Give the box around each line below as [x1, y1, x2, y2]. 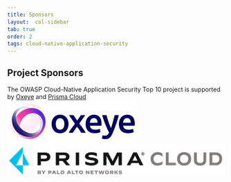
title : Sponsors [7, 11, 54, 18]
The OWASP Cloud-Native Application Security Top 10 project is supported [7, 85, 221, 93]
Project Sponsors [7, 66, 84, 79]
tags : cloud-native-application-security [7, 40, 129, 48]
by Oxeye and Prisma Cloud [7, 92, 86, 100]
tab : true [7, 26, 36, 33]
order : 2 [7, 33, 33, 40]
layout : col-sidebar [7, 18, 70, 26]
